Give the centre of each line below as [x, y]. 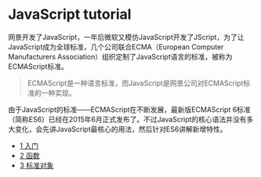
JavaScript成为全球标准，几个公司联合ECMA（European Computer [116, 47]
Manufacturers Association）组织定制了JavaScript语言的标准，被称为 [120, 56]
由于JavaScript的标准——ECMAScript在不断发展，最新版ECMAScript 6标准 [129, 109]
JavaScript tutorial [70, 14]
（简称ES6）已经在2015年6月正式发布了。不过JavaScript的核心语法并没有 [127, 119]
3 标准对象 [36, 165]
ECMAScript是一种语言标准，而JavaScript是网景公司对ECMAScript [135, 83]
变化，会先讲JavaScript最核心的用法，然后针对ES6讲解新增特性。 [121, 129]
